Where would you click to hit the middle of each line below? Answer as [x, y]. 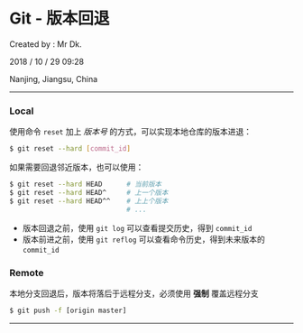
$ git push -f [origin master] [68, 310]
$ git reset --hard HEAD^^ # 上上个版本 [89, 201]
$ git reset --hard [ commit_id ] [70, 149]
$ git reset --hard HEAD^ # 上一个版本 [89, 192]
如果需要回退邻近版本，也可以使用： [77, 167]
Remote [27, 273]
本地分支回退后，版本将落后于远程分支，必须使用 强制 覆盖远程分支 [134, 293]
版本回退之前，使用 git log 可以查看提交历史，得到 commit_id [137, 227]
